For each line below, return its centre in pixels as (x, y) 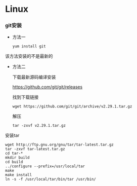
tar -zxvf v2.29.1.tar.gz (39, 126)
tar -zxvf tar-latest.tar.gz (35, 149)
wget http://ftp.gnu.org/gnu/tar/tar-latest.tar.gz (59, 145)
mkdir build (17, 158)
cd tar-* (14, 153)
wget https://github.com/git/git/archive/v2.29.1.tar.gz (72, 107)
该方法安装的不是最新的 (29, 56)
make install (19, 175)
